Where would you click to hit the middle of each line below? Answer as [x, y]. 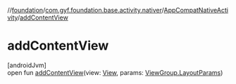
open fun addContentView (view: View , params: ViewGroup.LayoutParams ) [115, 72]
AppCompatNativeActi [196, 10]
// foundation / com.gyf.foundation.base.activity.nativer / [86, 10]
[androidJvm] [27, 65]
